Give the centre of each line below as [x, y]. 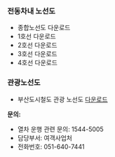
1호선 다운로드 [36, 36]
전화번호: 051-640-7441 [51, 146]
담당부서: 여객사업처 [45, 137]
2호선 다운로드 [37, 45]
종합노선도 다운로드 [44, 28]
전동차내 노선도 [32, 11]
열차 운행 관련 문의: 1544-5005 [60, 129]
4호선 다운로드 [38, 63]
